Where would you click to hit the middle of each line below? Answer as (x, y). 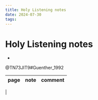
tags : (11, 19)
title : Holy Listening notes (36, 10)
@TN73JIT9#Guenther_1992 (34, 68)
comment (53, 80)
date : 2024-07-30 (23, 15)
